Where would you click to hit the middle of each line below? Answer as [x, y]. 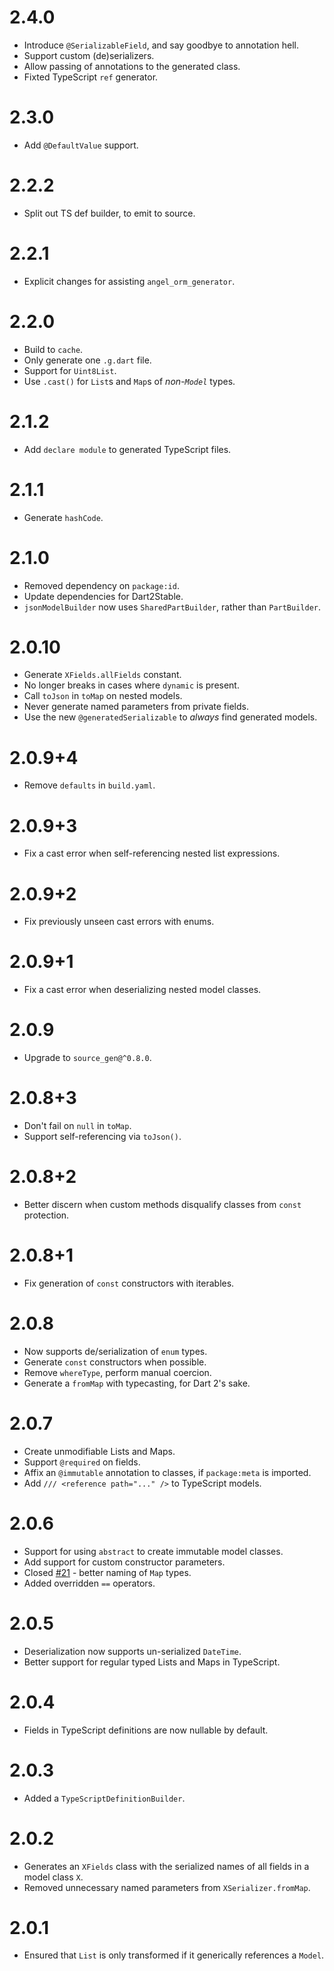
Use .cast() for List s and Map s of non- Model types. [129, 381]
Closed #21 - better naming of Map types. [107, 1572]
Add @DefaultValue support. [81, 145]
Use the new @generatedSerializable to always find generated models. [170, 717]
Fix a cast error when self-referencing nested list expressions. [152, 853]
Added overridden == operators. [89, 1583]
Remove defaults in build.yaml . [89, 785]
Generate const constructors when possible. [115, 1362]
